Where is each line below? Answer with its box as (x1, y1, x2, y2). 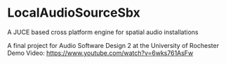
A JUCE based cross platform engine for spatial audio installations (7, 28, 199, 36)
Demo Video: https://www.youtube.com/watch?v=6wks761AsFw (7, 49, 194, 57)
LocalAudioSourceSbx (7, 5, 140, 21)
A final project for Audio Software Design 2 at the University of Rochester (7, 41, 220, 49)
